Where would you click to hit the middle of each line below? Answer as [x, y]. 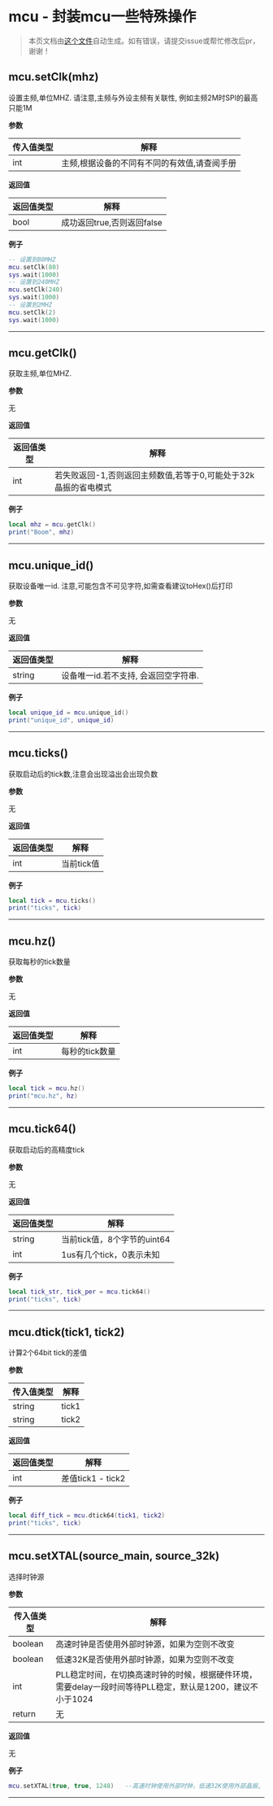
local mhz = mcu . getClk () [52, 525]
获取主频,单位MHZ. [40, 373]
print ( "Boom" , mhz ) [41, 532]
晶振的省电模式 [83, 487]
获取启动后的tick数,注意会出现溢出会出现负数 [83, 774]
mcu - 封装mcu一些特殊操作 [102, 17]
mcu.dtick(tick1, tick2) [67, 1332]
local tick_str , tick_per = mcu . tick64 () [80, 1291]
